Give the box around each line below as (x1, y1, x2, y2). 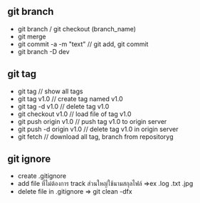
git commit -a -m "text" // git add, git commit (17, 39, 149, 48)
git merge (17, 32, 46, 41)
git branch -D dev (17, 47, 70, 56)
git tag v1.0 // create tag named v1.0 (17, 94, 123, 103)
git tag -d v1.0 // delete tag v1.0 (17, 102, 110, 110)
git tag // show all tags (17, 87, 83, 95)
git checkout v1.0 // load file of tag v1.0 (17, 110, 132, 118)
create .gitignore (17, 172, 66, 180)
